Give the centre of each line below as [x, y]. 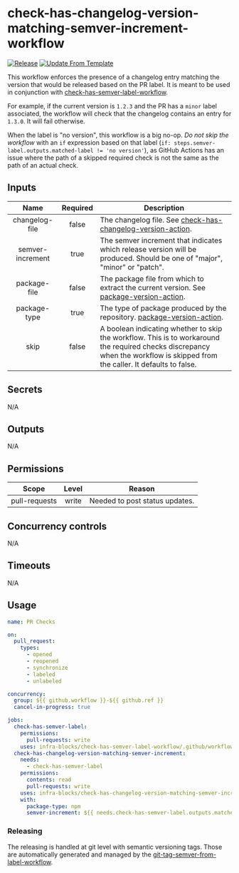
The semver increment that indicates [161, 240]
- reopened [42, 661]
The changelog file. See [139, 220]
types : [30, 648]
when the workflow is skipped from [159, 355]
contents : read [49, 780]
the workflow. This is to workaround [160, 337]
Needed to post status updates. [142, 501]
